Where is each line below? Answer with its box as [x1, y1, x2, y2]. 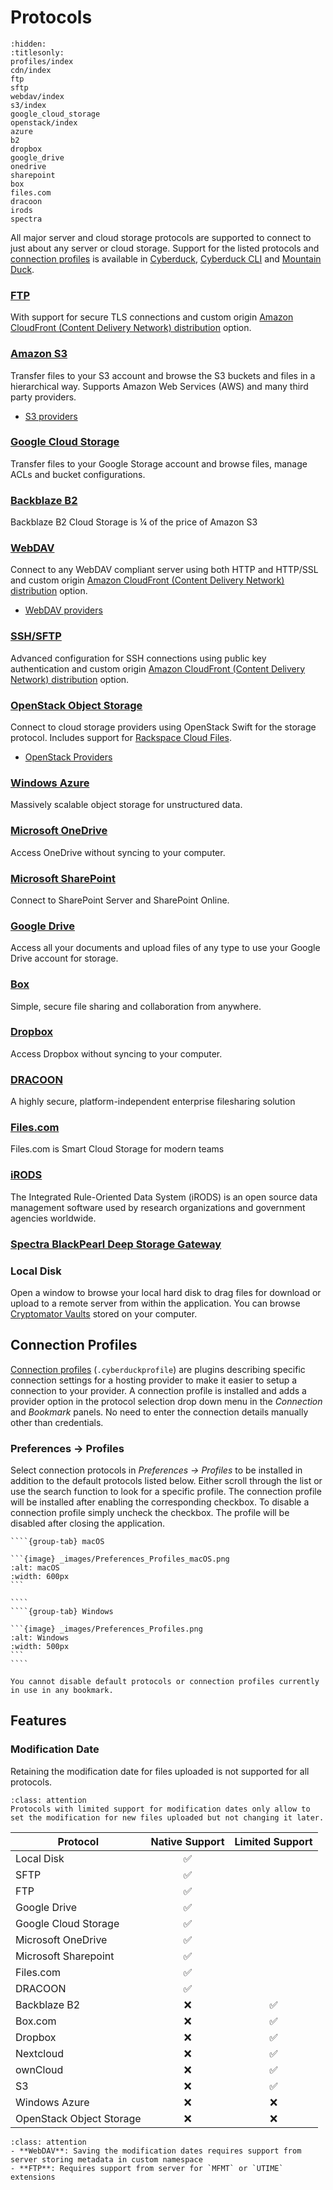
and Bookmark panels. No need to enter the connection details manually [10, 1406, 309, 1418]
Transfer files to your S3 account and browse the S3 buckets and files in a [10, 369, 316, 381]
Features [10, 1712, 67, 1730]
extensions [10, 2172, 56, 2182]
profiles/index [10, 56, 74, 66]
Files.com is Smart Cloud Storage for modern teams [10, 1143, 225, 1155]
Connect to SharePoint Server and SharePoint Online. [10, 894, 230, 906]
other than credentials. [10, 1416, 104, 1428]
